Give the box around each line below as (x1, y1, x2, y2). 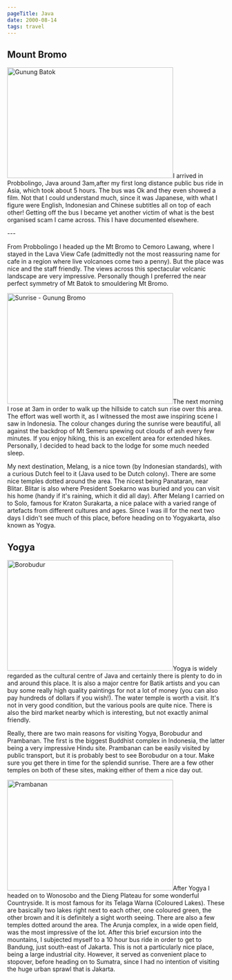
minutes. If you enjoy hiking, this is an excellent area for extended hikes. (7, 434, 212, 443)
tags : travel (7, 23, 45, 30)
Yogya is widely (173, 664, 217, 672)
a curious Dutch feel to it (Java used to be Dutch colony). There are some (7, 470, 216, 478)
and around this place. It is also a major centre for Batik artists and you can (7, 679, 220, 687)
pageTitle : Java (7, 10, 54, 17)
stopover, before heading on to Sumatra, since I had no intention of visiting (7, 958, 220, 965)
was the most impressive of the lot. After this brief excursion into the (7, 928, 202, 936)
